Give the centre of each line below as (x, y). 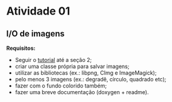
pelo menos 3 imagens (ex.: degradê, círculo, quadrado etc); (91, 79)
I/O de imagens (35, 34)
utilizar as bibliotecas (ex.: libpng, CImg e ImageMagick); (86, 73)
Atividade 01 (38, 11)
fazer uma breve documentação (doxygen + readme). (82, 92)
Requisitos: (21, 48)
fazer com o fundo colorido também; (61, 86)
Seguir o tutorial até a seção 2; (53, 60)
